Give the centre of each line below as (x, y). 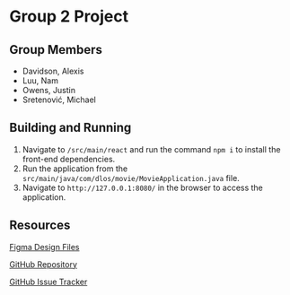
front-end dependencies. (69, 159)
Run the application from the (75, 169)
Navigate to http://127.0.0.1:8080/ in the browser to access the (142, 187)
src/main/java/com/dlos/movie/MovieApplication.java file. (131, 178)
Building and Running (70, 128)
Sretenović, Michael (59, 100)
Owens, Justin (49, 90)
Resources (40, 226)
